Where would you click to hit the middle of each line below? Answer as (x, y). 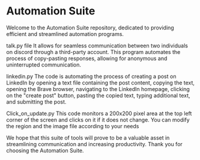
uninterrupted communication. (44, 65)
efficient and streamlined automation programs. (65, 34)
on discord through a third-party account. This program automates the (93, 52)
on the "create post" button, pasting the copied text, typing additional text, (98, 95)
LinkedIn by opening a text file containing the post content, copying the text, (101, 83)
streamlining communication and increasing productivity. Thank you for (95, 144)
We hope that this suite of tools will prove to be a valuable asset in (88, 138)
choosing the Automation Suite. (45, 150)
